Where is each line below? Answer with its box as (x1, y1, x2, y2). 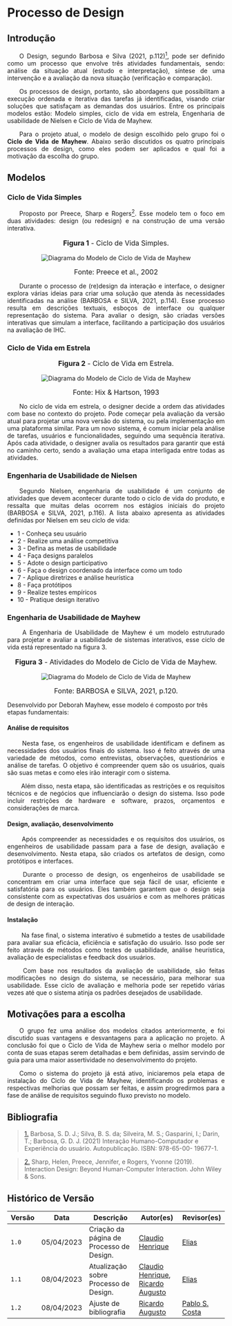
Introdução (7, 32, 56, 44)
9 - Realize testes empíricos (17, 588, 97, 596)
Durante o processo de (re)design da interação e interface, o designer (19, 282, 225, 290)
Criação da (88, 1224, 125, 1234)
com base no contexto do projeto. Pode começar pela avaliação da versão (7, 409, 225, 418)
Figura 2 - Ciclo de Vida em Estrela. (58, 359, 174, 369)
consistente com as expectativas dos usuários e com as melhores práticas (7, 893, 225, 901)
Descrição (93, 1213, 128, 1222)
